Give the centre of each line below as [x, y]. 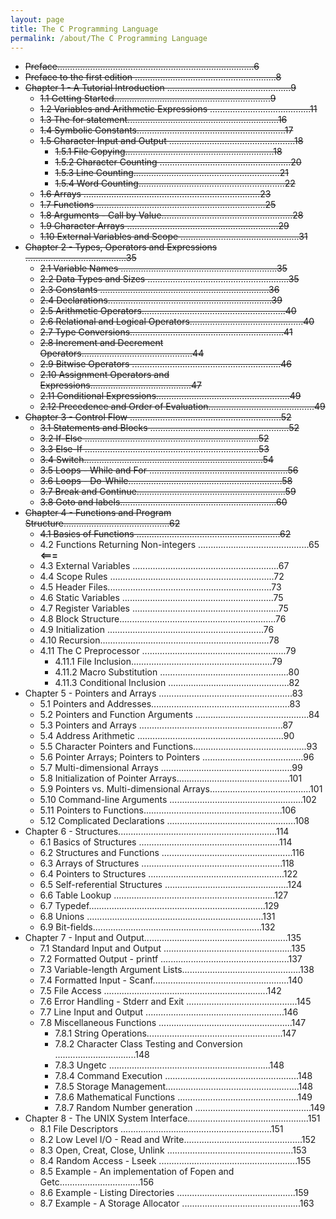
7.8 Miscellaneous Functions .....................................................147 [173, 1023]
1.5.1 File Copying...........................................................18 [168, 152]
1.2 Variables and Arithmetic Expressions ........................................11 [178, 109]
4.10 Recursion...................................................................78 [159, 640]
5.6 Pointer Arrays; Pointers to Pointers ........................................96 [177, 757]
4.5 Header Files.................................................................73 [160, 587]
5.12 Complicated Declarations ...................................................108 [174, 821]
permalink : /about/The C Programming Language [109, 38]
